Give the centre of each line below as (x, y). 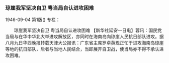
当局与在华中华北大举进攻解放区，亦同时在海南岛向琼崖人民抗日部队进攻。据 (84, 36)
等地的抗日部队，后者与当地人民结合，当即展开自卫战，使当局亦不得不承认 (82, 49)
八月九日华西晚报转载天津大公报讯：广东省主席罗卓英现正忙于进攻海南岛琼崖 (84, 43)
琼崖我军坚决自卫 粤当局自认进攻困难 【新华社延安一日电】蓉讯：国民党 (88, 30)
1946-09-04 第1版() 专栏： (33, 20)
